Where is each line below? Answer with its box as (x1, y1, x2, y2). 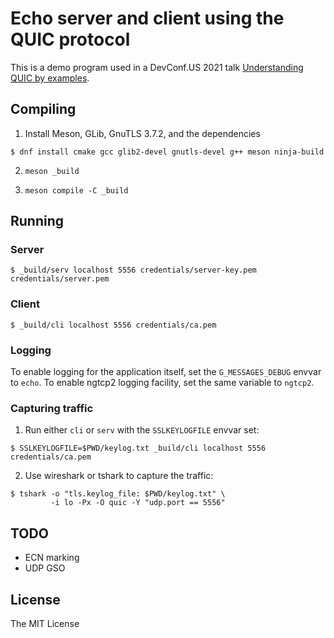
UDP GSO (24, 562, 66, 574)
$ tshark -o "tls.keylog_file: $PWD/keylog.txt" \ (10, 489, 226, 499)
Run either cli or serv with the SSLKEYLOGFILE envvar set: (24, 424, 260, 436)
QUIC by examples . (10, 72, 90, 84)
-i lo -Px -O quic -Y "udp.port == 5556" (50, 498, 226, 508)
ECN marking (24, 552, 80, 564)
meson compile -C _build (24, 185, 129, 196)
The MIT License (10, 617, 80, 629)
